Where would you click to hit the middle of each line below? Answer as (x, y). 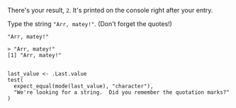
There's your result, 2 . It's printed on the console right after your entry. (110, 10)
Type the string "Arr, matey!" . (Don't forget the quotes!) (90, 24)
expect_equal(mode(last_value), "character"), (84, 86)
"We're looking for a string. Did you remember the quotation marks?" (122, 92)
